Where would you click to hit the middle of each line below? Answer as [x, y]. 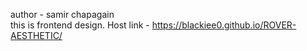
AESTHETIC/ [36, 35]
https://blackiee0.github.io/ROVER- [224, 25]
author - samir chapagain [62, 14]
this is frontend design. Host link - [80, 25]
